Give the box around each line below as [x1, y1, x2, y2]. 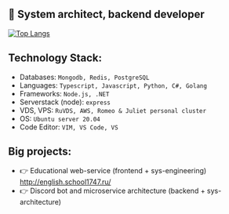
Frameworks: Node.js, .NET [19, 89, 110, 98]
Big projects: [8, 145, 72, 158]
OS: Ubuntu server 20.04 [19, 114, 100, 123]
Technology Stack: [8, 52, 103, 65]
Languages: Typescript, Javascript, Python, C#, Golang [19, 80, 208, 90]
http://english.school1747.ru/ [19, 177, 111, 187]
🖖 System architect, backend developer [8, 8, 205, 21]
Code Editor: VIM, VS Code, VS [19, 122, 119, 132]
